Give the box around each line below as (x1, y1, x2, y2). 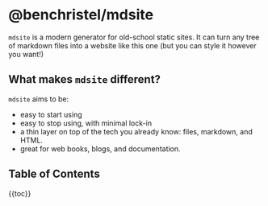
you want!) (8, 49, 44, 59)
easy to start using (19, 109, 82, 119)
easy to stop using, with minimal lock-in (19, 118, 152, 128)
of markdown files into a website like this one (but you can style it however (8, 40, 257, 50)
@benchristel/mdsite (8, 6, 154, 24)
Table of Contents (8, 167, 101, 181)
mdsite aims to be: (8, 94, 69, 104)
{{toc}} (8, 188, 31, 198)
